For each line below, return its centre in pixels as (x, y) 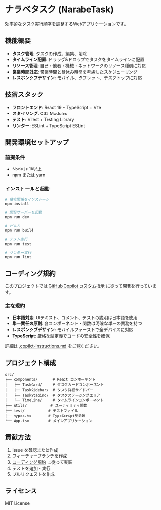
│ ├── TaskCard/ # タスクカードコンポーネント (55, 385)
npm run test (18, 244)
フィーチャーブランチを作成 (40, 456)
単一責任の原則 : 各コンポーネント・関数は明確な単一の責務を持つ (77, 323)
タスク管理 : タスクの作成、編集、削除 (49, 53)
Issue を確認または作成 (35, 450)
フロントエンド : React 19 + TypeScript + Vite (57, 107)
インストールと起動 (27, 189)
